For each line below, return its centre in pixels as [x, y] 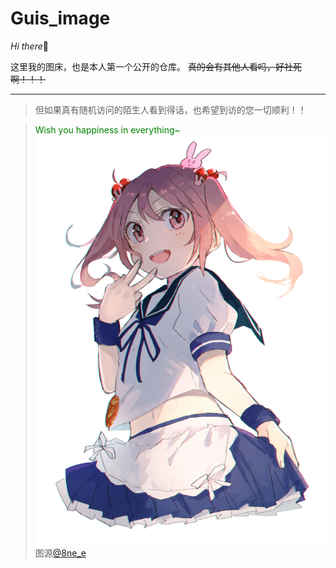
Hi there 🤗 [29, 46]
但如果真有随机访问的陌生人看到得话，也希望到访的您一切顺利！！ [170, 109]
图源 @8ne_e [60, 553]
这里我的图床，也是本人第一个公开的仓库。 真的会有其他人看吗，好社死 [156, 66]
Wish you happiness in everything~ [107, 129]
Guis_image [60, 18]
